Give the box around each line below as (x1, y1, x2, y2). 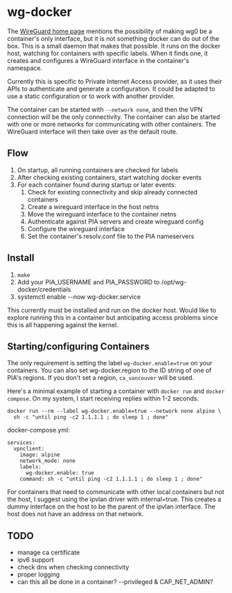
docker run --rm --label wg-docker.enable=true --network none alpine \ (7, 408, 222, 415)
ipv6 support (17, 556, 54, 564)
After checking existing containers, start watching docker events (17, 173, 202, 181)
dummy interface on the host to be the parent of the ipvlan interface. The (7, 502, 216, 511)
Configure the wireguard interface (27, 224, 125, 232)
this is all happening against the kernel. (7, 320, 119, 329)
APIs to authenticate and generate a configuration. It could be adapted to (7, 84, 216, 93)
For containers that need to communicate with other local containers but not (7, 488, 225, 496)
